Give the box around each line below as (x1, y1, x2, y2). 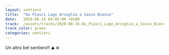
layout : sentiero (5, 7, 42, 12)
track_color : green (5, 26, 46, 31)
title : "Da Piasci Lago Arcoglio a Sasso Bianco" (5, 12, 114, 17)
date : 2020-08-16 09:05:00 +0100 (5, 16, 80, 21)
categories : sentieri (5, 30, 51, 35)
